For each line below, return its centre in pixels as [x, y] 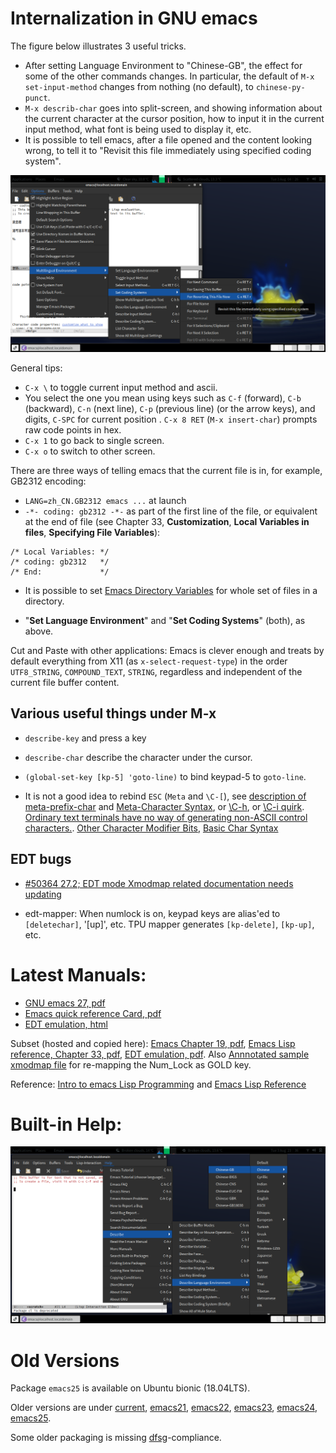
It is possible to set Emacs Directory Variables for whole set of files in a [171, 590]
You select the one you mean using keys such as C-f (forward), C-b [163, 398]
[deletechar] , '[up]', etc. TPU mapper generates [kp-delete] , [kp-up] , [169, 924]
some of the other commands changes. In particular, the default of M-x [169, 76]
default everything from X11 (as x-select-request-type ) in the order [149, 661]
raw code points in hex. [73, 429]
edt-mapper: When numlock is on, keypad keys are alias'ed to [152, 913]
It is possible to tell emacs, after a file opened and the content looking [168, 139]
